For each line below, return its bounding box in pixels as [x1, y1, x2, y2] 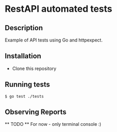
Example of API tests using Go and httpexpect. [5, 37, 103, 43]
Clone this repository [12, 65, 57, 72]
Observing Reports [5, 108, 67, 117]
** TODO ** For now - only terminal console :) [5, 121, 102, 127]
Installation [5, 52, 41, 60]
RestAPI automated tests [5, 3, 112, 15]
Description [5, 24, 43, 32]
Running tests [5, 80, 51, 89]
